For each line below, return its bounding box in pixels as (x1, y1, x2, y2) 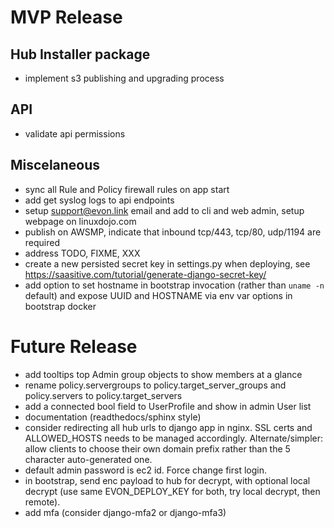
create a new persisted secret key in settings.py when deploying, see (24, 257, 311, 270)
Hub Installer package (10, 46, 151, 63)
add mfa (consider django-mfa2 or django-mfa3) (24, 506, 227, 518)
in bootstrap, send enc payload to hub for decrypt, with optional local (24, 474, 311, 486)
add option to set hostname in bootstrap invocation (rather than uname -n (24, 279, 325, 291)
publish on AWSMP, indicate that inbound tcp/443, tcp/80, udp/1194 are (24, 226, 322, 238)
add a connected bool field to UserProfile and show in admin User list (24, 400, 312, 412)
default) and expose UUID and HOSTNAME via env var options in (24, 289, 293, 301)
